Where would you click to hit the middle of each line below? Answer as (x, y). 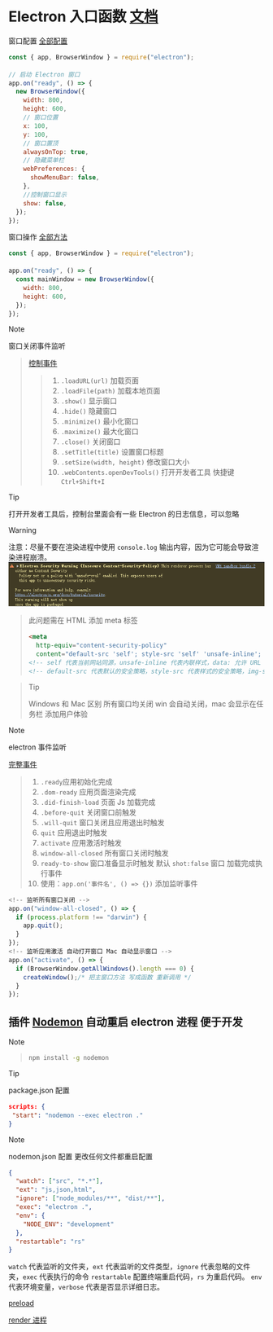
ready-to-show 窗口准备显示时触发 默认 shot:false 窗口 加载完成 (148, 863)
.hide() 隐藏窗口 (89, 411)
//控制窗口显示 (45, 195)
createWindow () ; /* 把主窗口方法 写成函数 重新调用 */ (107, 977)
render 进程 (28, 1320)
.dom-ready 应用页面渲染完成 (88, 792)
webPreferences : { (54, 169)
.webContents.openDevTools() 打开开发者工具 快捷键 (147, 473)
